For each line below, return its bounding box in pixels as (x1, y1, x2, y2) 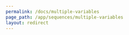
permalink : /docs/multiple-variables (5, 8, 100, 15)
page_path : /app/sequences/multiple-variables (5, 14, 124, 20)
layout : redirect (5, 20, 49, 26)
